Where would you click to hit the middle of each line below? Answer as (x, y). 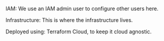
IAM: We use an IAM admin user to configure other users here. (82, 9)
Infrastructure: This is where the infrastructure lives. (69, 20)
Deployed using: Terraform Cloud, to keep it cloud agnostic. (79, 31)
